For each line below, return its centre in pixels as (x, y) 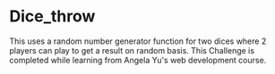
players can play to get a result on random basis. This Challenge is (132, 50)
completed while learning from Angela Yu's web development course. (138, 60)
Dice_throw (52, 16)
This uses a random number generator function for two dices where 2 (138, 41)
